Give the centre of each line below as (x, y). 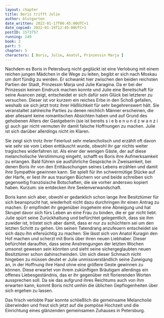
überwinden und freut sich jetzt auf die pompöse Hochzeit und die (72, 305)
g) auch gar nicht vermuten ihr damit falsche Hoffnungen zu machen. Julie (80, 126)
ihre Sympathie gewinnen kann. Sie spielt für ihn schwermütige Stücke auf (80, 172)
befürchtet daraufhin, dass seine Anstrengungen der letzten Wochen (74, 244)
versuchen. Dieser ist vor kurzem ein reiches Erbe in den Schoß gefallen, (79, 100)
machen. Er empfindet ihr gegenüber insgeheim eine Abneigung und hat (78, 207)
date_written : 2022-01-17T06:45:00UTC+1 (47, 23)
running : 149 (18, 37)
